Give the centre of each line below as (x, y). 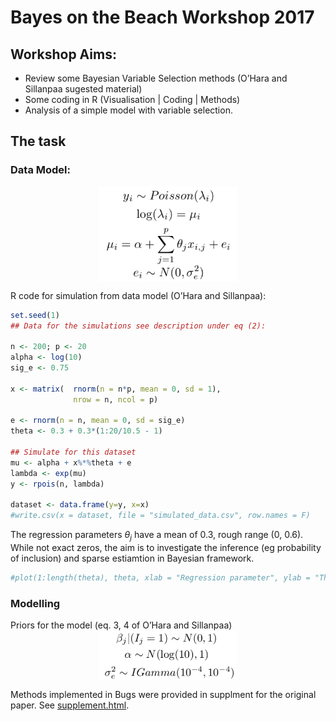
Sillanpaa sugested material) (83, 89)
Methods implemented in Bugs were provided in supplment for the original (163, 695)
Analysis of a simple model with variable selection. (128, 110)
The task (38, 141)
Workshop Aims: (63, 54)
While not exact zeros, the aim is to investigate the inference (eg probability (166, 547)
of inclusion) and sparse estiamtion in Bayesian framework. (132, 558)
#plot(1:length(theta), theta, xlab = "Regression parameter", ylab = (160, 577)
